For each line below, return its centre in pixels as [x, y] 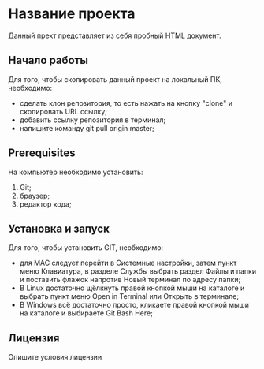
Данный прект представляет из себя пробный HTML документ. [115, 35]
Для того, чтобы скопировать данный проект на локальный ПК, [115, 79]
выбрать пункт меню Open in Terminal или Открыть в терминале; [129, 296]
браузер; [34, 196]
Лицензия [34, 338]
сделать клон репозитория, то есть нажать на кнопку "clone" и [126, 102]
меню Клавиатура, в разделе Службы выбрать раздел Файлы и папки [138, 271]
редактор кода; [46, 204]
